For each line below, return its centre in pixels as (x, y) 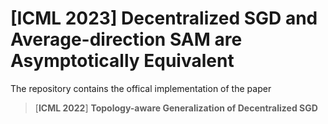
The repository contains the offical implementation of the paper (141, 88)
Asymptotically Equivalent (122, 61)
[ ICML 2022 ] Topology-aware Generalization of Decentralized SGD (176, 108)
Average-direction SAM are (126, 39)
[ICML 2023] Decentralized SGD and (164, 18)
